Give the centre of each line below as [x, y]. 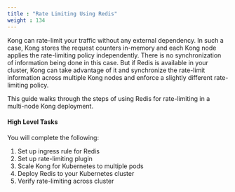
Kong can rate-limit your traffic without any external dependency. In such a [116, 40]
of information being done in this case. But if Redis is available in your [108, 62]
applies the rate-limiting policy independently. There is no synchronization [114, 55]
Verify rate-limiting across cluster [66, 181]
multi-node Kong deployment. [50, 106]
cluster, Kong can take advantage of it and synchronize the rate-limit [106, 70]
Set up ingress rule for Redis [59, 151]
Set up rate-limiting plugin [55, 158]
